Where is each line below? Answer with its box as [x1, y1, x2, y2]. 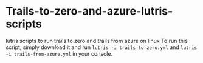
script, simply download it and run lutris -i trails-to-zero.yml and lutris [5, 44, 198, 51]
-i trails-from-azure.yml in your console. [5, 50, 113, 57]
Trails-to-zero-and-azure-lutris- [5, 4, 173, 18]
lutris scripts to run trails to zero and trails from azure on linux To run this [5, 37, 188, 44]
